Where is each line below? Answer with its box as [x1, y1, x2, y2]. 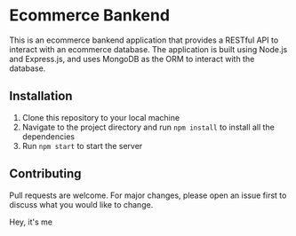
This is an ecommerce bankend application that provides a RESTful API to [9, 35, 279, 45]
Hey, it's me [9, 216, 53, 227]
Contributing [9, 166, 82, 182]
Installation [9, 89, 73, 104]
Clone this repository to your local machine [21, 112, 180, 122]
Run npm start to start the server [21, 140, 143, 151]
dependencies [21, 130, 76, 142]
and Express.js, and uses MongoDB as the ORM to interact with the [9, 53, 255, 64]
